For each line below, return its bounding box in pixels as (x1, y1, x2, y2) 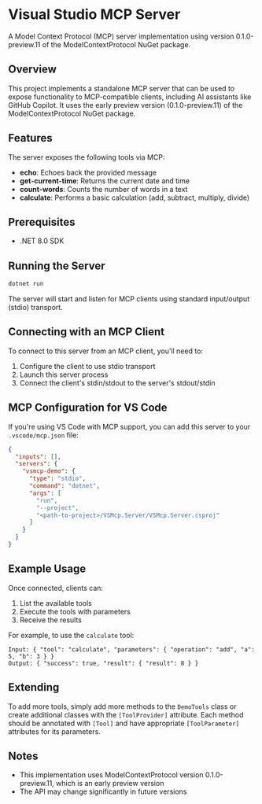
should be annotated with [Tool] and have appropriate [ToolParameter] (8, 718, 240, 728)
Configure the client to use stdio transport (19, 361, 156, 371)
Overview (8, 63, 57, 76)
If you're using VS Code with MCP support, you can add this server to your (8, 422, 251, 431)
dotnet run (8, 280, 44, 288)
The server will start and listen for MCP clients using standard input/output (8, 294, 250, 304)
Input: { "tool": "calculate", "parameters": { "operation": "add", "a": (8, 645, 256, 654)
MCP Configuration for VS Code (8, 401, 168, 415)
